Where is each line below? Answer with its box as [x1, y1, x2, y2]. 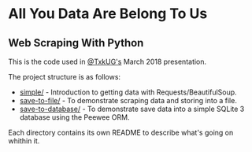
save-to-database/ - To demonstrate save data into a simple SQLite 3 [19, 104, 245, 113]
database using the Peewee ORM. [19, 113, 130, 122]
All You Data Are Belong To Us [8, 5, 208, 23]
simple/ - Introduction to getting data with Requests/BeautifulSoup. [19, 87, 238, 97]
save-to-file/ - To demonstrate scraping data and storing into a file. [19, 96, 238, 105]
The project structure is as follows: [8, 72, 120, 81]
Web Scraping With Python [8, 36, 144, 50]
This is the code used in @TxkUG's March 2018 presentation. [8, 57, 207, 66]
